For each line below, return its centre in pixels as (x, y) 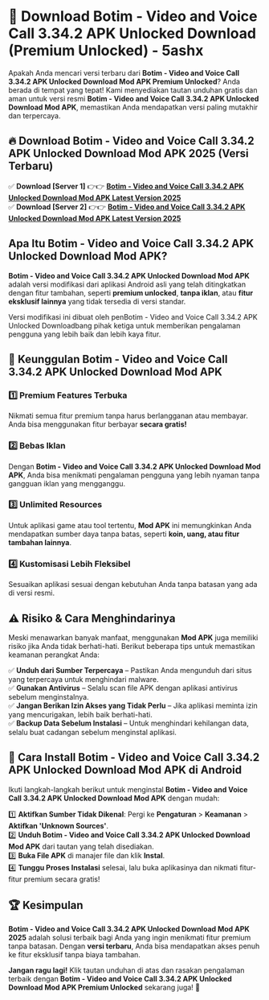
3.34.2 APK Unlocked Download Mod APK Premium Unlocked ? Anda (124, 81)
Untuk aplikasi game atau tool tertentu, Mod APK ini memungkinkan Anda (130, 525)
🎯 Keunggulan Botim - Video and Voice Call (118, 359)
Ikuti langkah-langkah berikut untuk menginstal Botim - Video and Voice (128, 789)
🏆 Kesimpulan (46, 905)
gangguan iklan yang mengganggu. (67, 483)
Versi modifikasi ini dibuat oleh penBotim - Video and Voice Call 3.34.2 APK (133, 316)
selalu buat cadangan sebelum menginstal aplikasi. (92, 732)
